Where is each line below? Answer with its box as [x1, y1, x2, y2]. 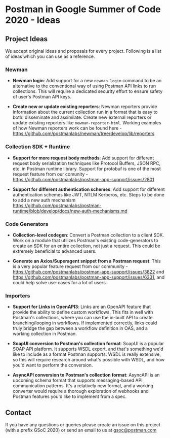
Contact [5, 408, 31, 417]
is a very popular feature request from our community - [12, 263, 128, 269]
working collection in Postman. [12, 331, 77, 337]
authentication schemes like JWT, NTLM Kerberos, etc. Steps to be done [12, 191, 164, 197]
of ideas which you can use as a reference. [5, 53, 95, 59]
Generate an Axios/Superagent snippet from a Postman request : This [12, 258, 161, 264]
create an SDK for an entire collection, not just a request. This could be [12, 243, 161, 249]
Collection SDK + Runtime [5, 143, 70, 150]
